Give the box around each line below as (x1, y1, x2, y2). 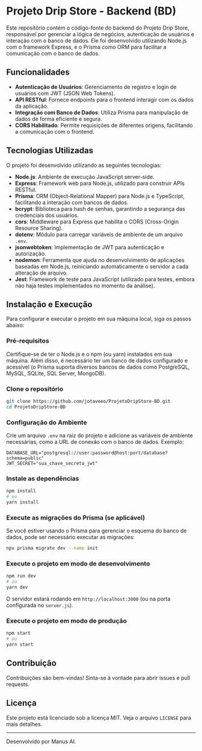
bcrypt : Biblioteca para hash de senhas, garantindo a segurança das (14, 205, 185, 212)
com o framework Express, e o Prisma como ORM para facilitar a (6, 43, 167, 51)
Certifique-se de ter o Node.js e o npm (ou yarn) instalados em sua (6, 351, 173, 358)
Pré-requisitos (6, 337, 49, 345)
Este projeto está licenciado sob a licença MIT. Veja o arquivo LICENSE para (6, 714, 191, 721)
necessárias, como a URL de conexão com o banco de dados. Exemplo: (6, 438, 185, 446)
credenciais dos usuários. (14, 211, 79, 219)
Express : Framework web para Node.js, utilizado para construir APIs (14, 179, 185, 187)
